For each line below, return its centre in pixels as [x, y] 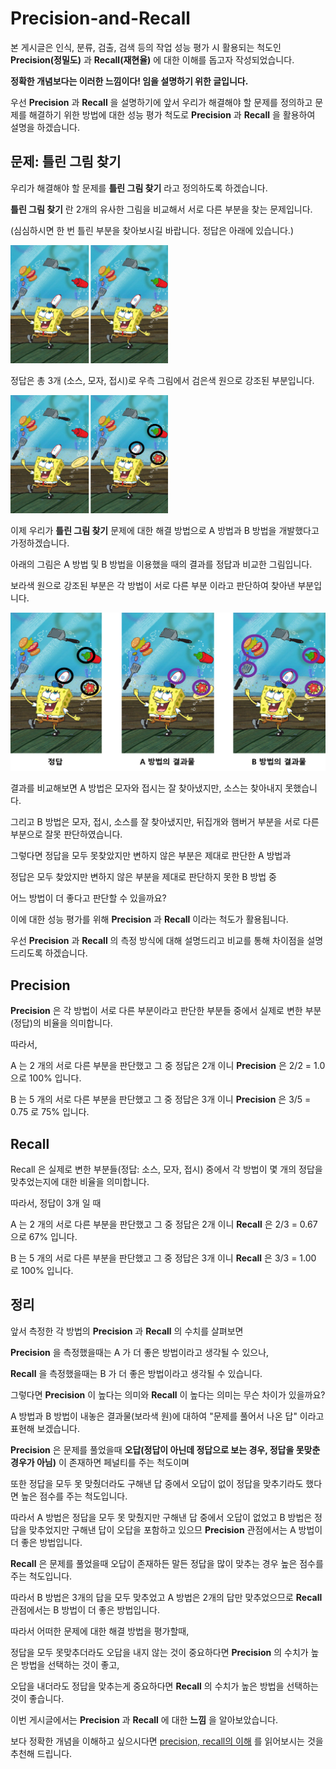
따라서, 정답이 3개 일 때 [56, 1203]
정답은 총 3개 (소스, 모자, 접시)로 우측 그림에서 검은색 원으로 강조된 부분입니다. [162, 380]
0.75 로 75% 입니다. [50, 1112]
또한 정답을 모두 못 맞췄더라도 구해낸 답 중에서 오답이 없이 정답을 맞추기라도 [157, 1483]
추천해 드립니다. [41, 1753]
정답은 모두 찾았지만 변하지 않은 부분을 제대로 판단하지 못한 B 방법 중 [143, 877]
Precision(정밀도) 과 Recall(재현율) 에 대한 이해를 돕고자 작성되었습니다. [152, 59]
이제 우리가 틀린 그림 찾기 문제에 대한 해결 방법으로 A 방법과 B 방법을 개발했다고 [165, 530]
